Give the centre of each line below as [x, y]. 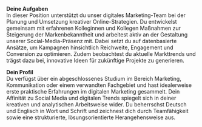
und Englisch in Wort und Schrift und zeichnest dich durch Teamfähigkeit [98, 111]
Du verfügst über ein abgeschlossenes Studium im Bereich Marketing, [94, 79]
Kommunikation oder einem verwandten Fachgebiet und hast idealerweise [99, 85]
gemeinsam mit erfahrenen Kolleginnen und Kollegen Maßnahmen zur [93, 28]
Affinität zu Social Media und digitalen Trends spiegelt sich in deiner [91, 98]
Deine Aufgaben [27, 9]
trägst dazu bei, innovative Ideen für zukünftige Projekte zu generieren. [95, 60]
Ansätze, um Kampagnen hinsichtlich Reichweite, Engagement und [90, 47]
